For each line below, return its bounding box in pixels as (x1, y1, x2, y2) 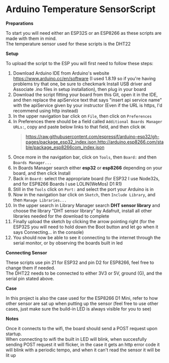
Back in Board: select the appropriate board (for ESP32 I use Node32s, (13, 175, 160, 181)
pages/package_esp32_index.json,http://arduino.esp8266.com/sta (25, 139, 164, 145)
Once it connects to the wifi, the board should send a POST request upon (6, 325, 157, 331)
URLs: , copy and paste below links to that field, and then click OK (13, 124, 146, 130)
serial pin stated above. (6, 275, 54, 281)
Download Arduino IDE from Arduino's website (13, 70, 110, 76)
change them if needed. (6, 265, 55, 271)
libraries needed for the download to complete (13, 213, 110, 219)
